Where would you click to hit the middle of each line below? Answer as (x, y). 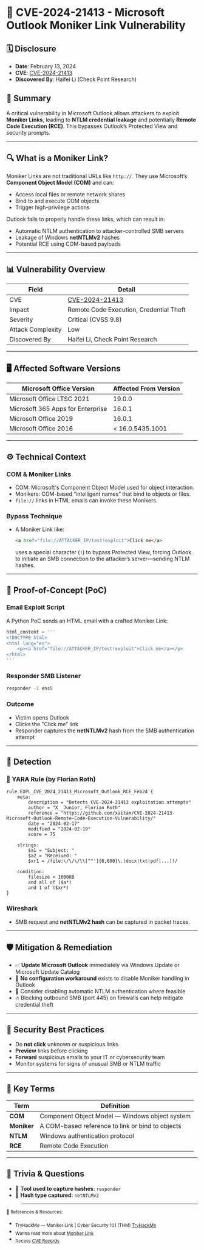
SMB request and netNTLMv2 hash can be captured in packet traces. (103, 922)
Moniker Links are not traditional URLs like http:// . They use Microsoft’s (97, 176)
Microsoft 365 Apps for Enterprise (58, 409)
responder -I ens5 (29, 688)
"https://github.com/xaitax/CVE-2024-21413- (117, 813)
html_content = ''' (31, 632)
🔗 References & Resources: (35, 1212)
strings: (28, 845)
